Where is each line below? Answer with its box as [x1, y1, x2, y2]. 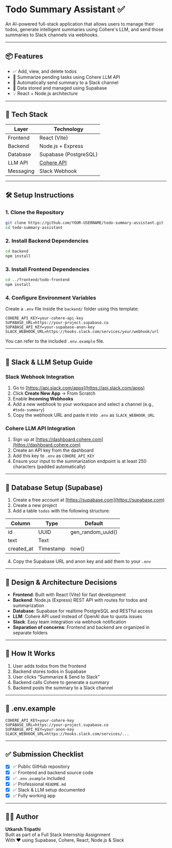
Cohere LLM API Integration [5, 425, 76, 432]
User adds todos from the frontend [12, 663, 87, 669]
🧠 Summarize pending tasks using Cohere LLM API [12, 74, 120, 80]
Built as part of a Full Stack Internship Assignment [5, 831, 111, 838]
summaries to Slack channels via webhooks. [5, 32, 99, 38]
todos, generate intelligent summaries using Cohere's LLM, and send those [5, 26, 164, 32]
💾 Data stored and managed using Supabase [12, 84, 107, 91]
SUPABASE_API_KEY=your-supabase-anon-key [5, 325, 95, 330]
